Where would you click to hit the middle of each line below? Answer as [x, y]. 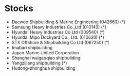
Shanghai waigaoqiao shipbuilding [46, 58]
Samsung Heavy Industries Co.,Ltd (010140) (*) [59, 27]
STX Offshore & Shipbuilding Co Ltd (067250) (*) [61, 42]
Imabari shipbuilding [32, 47]
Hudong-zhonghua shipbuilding [44, 68]
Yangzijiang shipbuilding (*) [39, 63]
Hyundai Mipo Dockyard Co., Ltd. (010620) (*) [58, 37]
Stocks [19, 8]
